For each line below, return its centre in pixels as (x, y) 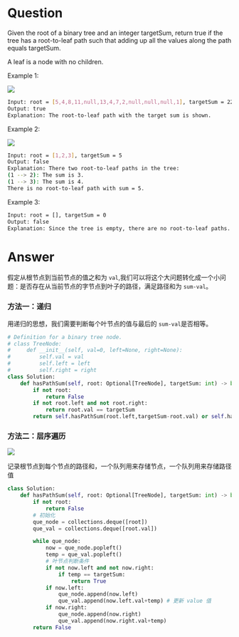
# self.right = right (52, 371)
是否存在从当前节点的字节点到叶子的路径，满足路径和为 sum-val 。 (116, 286)
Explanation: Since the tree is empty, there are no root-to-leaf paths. (119, 228)
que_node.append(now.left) (98, 594)
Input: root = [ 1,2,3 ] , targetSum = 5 (65, 155)
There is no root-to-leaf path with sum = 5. (76, 188)
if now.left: (64, 588)
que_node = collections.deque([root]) (90, 522)
